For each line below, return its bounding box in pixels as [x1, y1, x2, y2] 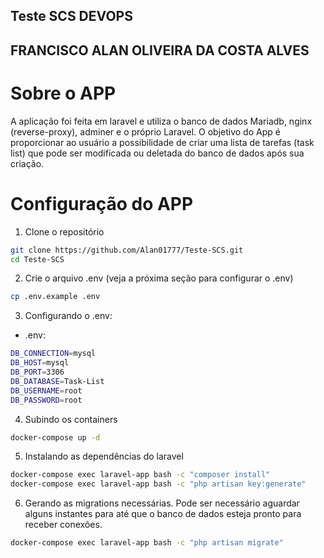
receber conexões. [24, 519, 103, 531]
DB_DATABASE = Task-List [10, 376, 105, 386]
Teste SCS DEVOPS [10, 8, 133, 25]
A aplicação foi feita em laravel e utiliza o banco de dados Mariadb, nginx [10, 115, 313, 127]
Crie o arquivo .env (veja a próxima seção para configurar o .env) [24, 272, 294, 284]
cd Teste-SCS [10, 254, 65, 264]
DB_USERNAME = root [10, 385, 83, 396]
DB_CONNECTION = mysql [10, 349, 97, 359]
